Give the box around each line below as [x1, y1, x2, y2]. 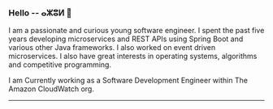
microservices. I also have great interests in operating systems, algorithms [8, 52, 258, 61]
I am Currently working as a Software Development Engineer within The [8, 76, 248, 86]
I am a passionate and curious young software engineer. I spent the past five [8, 26, 265, 36]
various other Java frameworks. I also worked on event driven [8, 43, 216, 52]
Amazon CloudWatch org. [8, 84, 95, 94]
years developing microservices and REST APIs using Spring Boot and [8, 34, 244, 44]
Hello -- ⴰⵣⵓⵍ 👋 [8, 7, 72, 19]
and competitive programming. [8, 60, 112, 69]
